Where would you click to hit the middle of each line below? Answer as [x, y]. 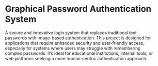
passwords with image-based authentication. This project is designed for [78, 38]
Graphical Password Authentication [78, 9]
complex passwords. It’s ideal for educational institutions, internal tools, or [79, 53]
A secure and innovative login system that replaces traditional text [71, 33]
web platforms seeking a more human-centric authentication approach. [76, 58]
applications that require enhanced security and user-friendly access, [75, 43]
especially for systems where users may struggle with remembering [73, 48]
